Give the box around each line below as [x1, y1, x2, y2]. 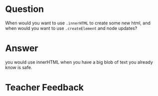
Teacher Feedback [5, 82, 84, 93]
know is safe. [5, 64, 32, 70]
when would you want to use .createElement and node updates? [5, 25, 138, 31]
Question [5, 3, 44, 15]
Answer [5, 43, 38, 54]
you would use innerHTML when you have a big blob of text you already [5, 59, 153, 65]
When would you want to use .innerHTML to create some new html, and [5, 20, 151, 26]
